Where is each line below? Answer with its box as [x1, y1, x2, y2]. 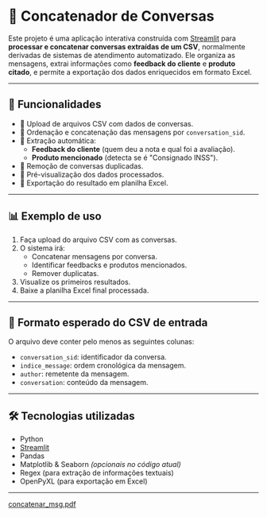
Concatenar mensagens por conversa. [31, 251, 157, 261]
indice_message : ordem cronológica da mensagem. [19, 361, 187, 371]
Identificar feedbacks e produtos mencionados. [31, 260, 188, 270]
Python [19, 434, 44, 444]
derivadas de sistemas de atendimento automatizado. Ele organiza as [8, 50, 236, 60]
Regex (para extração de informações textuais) [19, 468, 175, 478]
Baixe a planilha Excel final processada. [19, 286, 149, 295]
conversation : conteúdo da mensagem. [19, 378, 149, 387]
